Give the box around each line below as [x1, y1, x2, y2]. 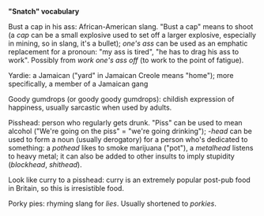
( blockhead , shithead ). [8, 160, 82, 169]
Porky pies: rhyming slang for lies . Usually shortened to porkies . [8, 199, 217, 208]
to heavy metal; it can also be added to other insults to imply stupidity [8, 151, 235, 161]
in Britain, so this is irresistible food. [8, 184, 125, 192]
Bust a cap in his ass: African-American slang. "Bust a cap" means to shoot [8, 22, 254, 31]
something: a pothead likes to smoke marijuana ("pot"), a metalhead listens [8, 143, 254, 152]
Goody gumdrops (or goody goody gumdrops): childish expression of [8, 95, 235, 103]
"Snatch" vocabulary [8, 7, 80, 16]
